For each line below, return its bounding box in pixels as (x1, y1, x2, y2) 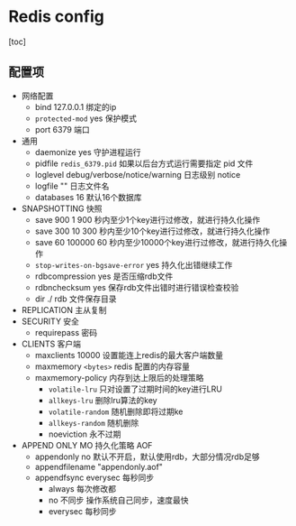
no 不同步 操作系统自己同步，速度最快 (48, 494, 189, 505)
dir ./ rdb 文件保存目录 (34, 293, 117, 304)
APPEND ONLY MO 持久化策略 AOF (21, 439, 153, 450)
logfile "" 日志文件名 (34, 180, 110, 191)
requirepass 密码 (34, 327, 98, 337)
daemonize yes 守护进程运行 (34, 146, 141, 157)
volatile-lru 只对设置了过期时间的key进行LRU (48, 383, 222, 394)
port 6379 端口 (34, 124, 91, 134)
